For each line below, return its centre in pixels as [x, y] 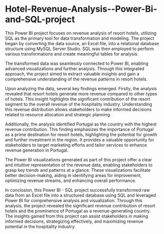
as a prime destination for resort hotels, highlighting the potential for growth [81, 134]
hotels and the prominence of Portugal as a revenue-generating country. [78, 211]
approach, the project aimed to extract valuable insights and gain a [72, 74]
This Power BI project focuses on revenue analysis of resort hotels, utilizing [81, 33]
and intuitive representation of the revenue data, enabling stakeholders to [79, 165]
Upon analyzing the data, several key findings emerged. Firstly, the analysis [81, 88]
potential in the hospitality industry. [40, 226]
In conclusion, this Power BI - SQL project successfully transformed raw [77, 190]
